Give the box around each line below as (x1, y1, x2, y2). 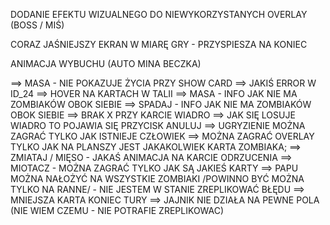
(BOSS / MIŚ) (10, 19, 65, 31)
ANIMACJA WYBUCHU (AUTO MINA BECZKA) (10, 58, 202, 69)
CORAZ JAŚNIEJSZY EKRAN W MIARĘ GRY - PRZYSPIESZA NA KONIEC (10, 39, 308, 50)
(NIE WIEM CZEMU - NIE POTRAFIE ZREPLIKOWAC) (10, 205, 225, 216)
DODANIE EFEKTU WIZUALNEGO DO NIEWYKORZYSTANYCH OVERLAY (10, 9, 308, 20)
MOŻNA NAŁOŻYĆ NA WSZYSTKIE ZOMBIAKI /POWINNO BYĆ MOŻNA (10, 173, 305, 184)
